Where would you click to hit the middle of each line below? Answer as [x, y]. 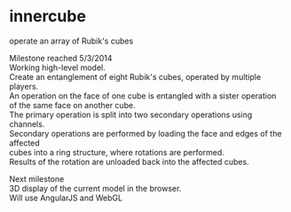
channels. [27, 124]
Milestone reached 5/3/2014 [61, 58]
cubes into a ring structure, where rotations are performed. [117, 152]
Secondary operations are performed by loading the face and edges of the [145, 133]
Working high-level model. [57, 67]
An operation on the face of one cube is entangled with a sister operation [143, 96]
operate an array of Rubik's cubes [71, 41]
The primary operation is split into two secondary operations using [131, 114]
